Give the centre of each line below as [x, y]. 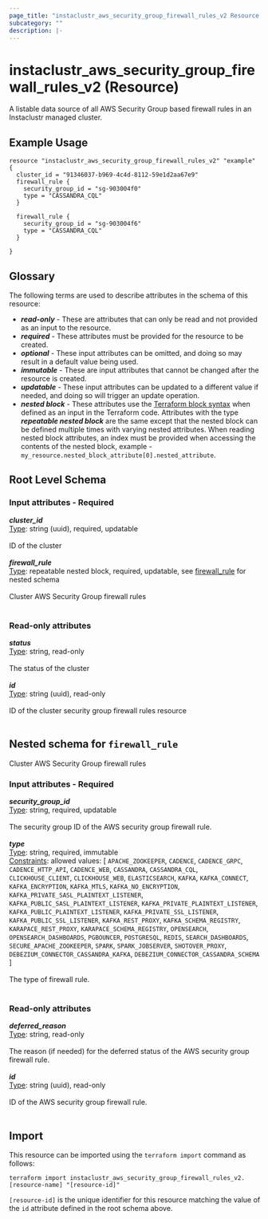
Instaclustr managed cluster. [56, 117]
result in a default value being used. [79, 361]
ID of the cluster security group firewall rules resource [98, 710]
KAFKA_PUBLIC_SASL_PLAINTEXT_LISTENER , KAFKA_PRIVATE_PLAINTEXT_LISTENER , [134, 903]
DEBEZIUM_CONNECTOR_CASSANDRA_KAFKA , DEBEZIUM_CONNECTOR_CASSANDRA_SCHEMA [134, 954]
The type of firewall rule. [49, 980]
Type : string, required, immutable [64, 852]
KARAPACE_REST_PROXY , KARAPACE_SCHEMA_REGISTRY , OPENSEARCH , [109, 929]
